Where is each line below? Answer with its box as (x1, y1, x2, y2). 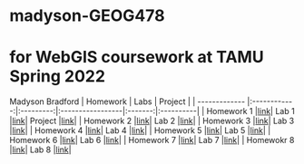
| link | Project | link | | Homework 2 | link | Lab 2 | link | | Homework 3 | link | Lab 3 (9, 115, 295, 127)
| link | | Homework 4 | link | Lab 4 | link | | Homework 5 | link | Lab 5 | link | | (9, 125, 271, 136)
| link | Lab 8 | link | (9, 144, 72, 155)
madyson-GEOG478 (9, 5, 165, 26)
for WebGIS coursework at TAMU (9, 47, 265, 68)
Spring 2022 (9, 66, 106, 87)
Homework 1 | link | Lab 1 (206, 106, 295, 117)
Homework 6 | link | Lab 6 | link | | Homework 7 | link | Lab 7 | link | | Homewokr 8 (9, 135, 295, 146)
